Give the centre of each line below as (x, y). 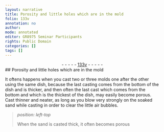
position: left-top (34, 114)
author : (13, 28)
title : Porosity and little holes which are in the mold (64, 14)
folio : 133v (17, 19)
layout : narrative (24, 10)
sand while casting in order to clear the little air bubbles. (62, 105)
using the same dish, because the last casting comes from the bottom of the (82, 84)
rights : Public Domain (28, 42)
